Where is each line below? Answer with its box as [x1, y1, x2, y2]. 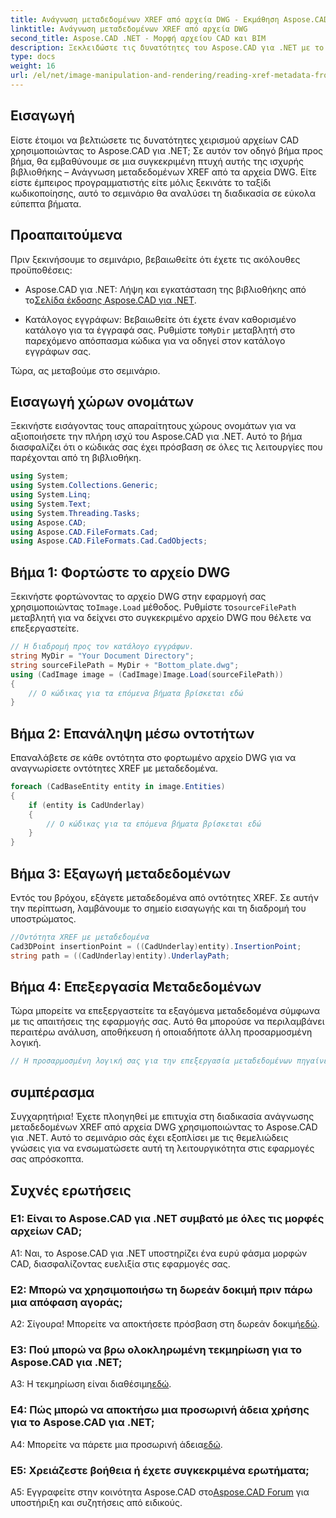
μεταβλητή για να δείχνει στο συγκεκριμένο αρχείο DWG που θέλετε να [10, 612, 312, 624]
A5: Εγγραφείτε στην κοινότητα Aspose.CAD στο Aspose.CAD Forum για [10, 1486, 310, 1498]
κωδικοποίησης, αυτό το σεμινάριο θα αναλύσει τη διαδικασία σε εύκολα [10, 187, 317, 199]
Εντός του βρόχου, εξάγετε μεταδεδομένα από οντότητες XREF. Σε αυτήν [10, 892, 319, 903]
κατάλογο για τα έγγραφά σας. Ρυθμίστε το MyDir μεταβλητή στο [24, 324, 296, 336]
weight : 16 [10, 61, 56, 71]
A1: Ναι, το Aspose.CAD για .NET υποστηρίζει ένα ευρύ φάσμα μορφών [10, 1247, 308, 1259]
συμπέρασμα [10, 1084, 95, 1101]
